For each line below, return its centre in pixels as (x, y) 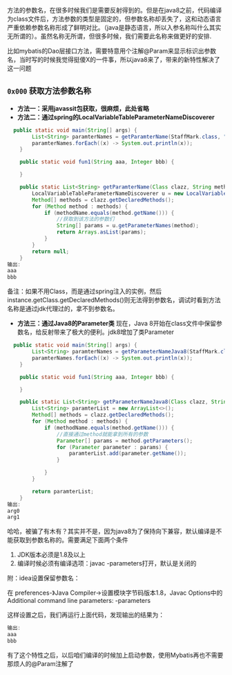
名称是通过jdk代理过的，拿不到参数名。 (63, 309)
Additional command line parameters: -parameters (79, 601)
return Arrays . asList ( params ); (101, 232)
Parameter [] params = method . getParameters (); (125, 441)
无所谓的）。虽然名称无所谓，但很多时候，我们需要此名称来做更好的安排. (109, 36)
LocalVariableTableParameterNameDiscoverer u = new (108, 193)
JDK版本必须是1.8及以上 (51, 555)
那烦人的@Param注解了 (40, 663)
